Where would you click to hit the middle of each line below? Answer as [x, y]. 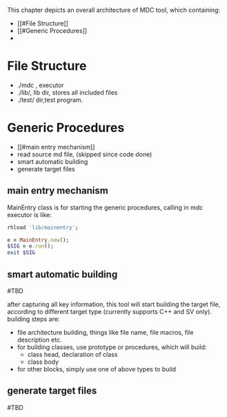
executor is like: [29, 214]
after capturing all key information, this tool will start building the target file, [114, 304]
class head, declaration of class [72, 354]
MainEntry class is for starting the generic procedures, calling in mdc [105, 207]
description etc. [39, 340]
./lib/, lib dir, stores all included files [67, 92]
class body [43, 362]
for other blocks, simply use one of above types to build [97, 369]
